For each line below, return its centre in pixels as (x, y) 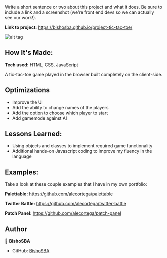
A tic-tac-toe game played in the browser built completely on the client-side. (84, 74)
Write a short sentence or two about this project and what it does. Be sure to (83, 7)
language (22, 156)
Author (16, 229)
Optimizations (27, 90)
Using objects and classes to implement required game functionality (82, 146)
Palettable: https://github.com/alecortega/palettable (59, 194)
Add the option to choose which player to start (60, 113)
